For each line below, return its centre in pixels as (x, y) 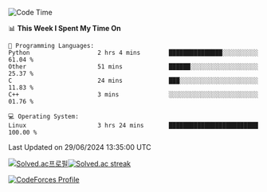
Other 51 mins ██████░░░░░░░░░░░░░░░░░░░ (133, 67)
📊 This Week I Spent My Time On (65, 28)
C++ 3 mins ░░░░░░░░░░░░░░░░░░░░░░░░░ (133, 95)
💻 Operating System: (44, 116)
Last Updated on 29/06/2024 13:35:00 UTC (80, 147)
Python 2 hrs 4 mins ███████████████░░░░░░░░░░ (133, 53)
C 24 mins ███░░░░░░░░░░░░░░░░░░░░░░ (133, 80)
